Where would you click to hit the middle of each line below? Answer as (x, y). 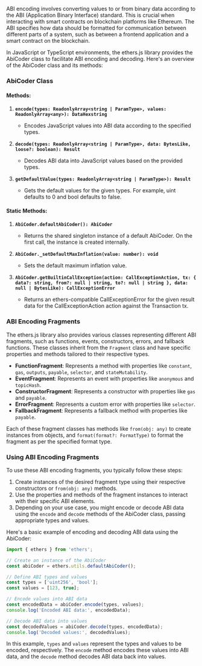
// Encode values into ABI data (47, 599)
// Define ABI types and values (47, 577)
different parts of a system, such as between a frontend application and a (97, 34)
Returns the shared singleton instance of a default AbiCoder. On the (108, 236)
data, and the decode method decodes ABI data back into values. (86, 656)
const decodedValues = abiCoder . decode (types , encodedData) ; (85, 627)
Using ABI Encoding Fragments (53, 457)
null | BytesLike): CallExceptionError (65, 288)
